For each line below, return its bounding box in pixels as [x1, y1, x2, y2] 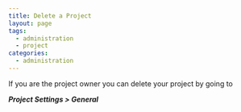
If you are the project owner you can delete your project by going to [8, 78, 234, 89]
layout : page [8, 19, 52, 27]
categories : [8, 49, 48, 57]
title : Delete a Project [8, 11, 92, 20]
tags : [8, 27, 27, 35]
